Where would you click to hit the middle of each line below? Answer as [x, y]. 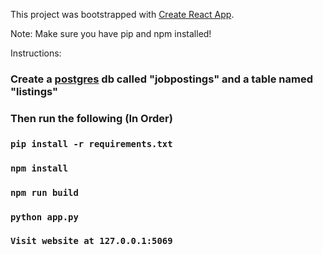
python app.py [44, 217]
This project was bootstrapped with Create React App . [122, 14]
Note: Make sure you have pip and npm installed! [111, 33]
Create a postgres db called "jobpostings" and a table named [161, 79]
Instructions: [36, 53]
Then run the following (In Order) [91, 118]
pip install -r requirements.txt [91, 143]
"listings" [34, 91]
